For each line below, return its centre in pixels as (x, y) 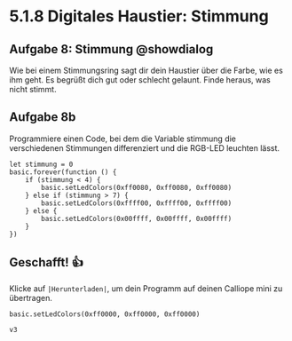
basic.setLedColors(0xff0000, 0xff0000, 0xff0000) (105, 314)
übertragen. (31, 297)
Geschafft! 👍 (47, 262)
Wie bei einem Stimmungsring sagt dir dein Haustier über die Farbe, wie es (146, 70)
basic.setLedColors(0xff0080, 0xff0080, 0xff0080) (137, 187)
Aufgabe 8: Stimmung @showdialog (111, 49)
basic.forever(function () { (63, 172)
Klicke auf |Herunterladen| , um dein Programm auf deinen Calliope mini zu (146, 288)
